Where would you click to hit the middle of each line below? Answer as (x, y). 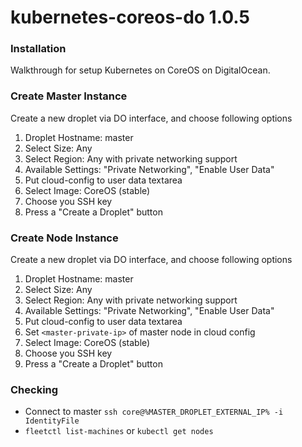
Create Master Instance (69, 96)
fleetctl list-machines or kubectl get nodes (119, 431)
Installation (38, 49)
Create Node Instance (64, 238)
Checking (34, 389)
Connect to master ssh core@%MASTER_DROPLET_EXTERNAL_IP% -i (154, 412)
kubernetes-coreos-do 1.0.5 (130, 17)
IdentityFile (52, 421)
